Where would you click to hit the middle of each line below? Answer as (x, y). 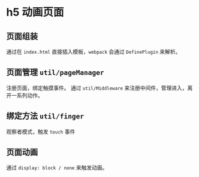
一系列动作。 (27, 95)
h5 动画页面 (35, 12)
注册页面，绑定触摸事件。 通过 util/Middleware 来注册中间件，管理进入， (97, 88)
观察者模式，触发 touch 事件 (41, 132)
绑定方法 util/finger (45, 116)
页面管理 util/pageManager (55, 72)
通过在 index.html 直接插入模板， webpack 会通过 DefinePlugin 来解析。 (94, 52)
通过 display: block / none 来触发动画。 (57, 167)
